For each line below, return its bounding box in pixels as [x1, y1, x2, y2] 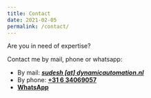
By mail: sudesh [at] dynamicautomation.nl [17, 68, 144, 77]
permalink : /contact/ [7, 23, 70, 30]
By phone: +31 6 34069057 [17, 76, 97, 84]
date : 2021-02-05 [7, 17, 57, 23]
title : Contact [7, 10, 51, 17]
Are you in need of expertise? [7, 42, 91, 50]
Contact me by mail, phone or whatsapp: [7, 55, 123, 63]
